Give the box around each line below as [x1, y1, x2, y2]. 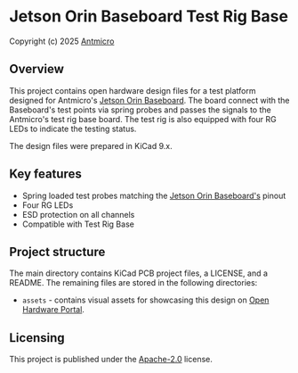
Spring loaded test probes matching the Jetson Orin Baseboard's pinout [21, 190, 286, 201]
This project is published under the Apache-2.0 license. [9, 354, 213, 365]
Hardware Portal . [21, 304, 85, 315]
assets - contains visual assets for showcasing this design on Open [21, 294, 270, 305]
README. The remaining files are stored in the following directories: [9, 278, 258, 288]
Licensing [9, 330, 65, 345]
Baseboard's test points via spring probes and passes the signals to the [9, 104, 271, 115]
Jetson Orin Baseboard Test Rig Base [9, 6, 289, 27]
